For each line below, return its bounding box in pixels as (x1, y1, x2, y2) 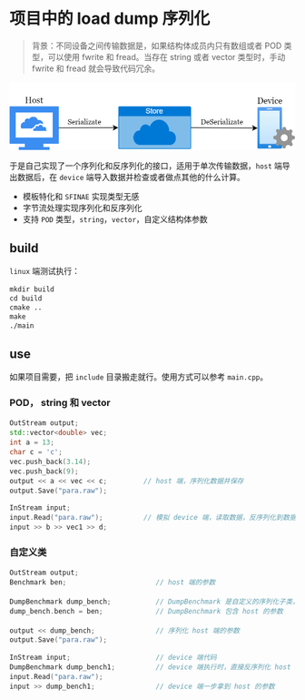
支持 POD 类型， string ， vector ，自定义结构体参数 (22, 213, 209, 224)
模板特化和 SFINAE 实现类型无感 (22, 190, 140, 201)
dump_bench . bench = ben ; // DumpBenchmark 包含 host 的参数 (9, 606, 283, 615)
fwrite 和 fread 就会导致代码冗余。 (31, 63, 161, 74)
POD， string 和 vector (9, 397, 111, 410)
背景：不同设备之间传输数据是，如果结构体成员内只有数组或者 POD (31, 40, 282, 51)
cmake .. (9, 303, 43, 312)
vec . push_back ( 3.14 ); (9, 457, 92, 466)
